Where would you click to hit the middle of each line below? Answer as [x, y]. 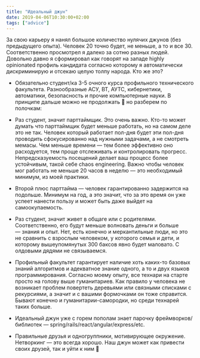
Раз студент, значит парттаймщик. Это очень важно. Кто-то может [100, 120]
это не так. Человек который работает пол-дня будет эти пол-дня [99, 132]
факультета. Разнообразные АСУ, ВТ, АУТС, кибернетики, [88, 89]
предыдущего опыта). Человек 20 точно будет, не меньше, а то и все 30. [99, 46]
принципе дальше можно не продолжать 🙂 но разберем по [91, 102]
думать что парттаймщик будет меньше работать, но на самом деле [103, 126]
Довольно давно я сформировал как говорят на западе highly [85, 59]
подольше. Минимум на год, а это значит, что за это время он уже [100, 195]
